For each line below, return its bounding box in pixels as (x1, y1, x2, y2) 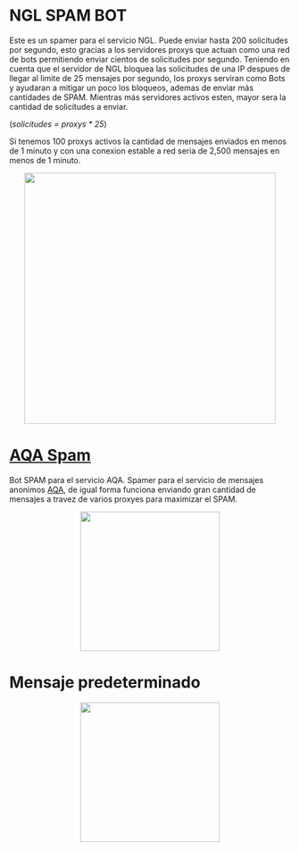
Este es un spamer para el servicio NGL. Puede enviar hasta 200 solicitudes (9, 35, 288, 46)
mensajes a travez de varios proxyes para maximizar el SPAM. (9, 493, 238, 505)
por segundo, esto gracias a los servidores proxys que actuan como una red (9, 44, 290, 54)
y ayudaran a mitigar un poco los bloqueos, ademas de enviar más (9, 82, 254, 93)
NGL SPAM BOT (9, 5, 128, 26)
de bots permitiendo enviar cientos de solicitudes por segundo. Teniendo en (9, 54, 290, 64)
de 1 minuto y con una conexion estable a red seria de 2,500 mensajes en (9, 145, 280, 156)
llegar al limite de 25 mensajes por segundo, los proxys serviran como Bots (9, 72, 286, 83)
